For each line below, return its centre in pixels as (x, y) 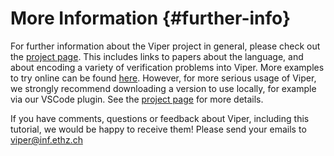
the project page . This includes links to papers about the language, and (157, 56)
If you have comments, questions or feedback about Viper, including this (160, 118)
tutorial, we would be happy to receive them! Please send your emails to (158, 129)
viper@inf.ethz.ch (46, 139)
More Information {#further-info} (151, 18)
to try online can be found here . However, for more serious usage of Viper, (163, 78)
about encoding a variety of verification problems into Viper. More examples (167, 67)
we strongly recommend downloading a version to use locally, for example (163, 88)
